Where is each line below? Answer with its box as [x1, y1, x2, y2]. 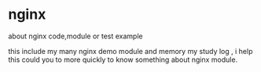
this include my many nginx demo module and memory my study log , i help [8, 46, 253, 56]
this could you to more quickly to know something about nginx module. [8, 55, 238, 64]
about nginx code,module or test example [8, 31, 143, 41]
